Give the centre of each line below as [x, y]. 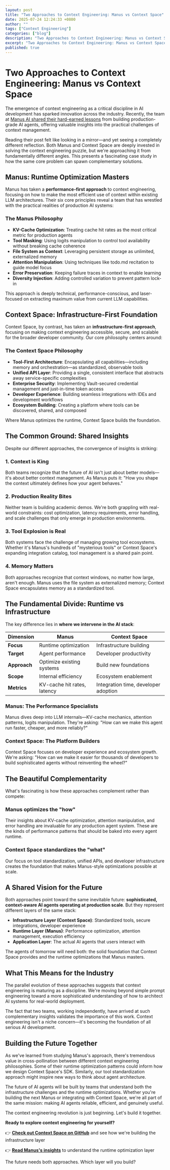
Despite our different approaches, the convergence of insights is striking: [81, 448]
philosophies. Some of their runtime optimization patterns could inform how [84, 1066]
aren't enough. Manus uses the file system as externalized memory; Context [85, 582]
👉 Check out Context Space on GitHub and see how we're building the [80, 1133]
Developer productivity [123, 653]
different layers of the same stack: [41, 910]
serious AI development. [31, 1028]
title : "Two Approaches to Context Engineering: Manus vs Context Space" [85, 15]
